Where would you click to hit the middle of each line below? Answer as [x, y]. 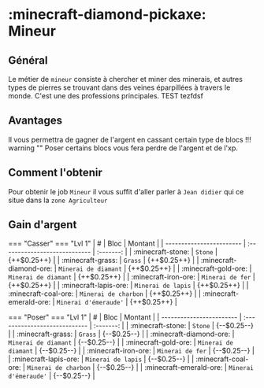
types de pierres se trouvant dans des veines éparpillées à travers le [119, 87]
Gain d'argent [43, 225]
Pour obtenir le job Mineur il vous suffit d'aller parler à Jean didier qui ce [126, 191]
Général [28, 60]
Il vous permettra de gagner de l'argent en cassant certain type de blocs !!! [130, 139]
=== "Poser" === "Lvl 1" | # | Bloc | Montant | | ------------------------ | [125, 317]
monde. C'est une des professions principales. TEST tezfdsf [106, 96]
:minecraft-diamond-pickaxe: [107, 15]
